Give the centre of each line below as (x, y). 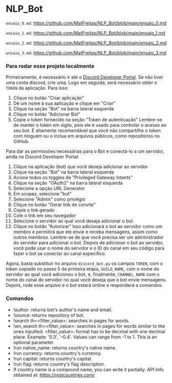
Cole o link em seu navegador (44, 216)
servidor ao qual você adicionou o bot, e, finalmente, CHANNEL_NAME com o (83, 275)
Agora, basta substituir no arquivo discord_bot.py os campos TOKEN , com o (84, 263)
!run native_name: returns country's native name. (65, 348)
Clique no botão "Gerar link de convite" (54, 205)
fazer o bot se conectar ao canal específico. (59, 254)
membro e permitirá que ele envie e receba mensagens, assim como (85, 232)
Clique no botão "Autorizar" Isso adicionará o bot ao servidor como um (88, 227)
